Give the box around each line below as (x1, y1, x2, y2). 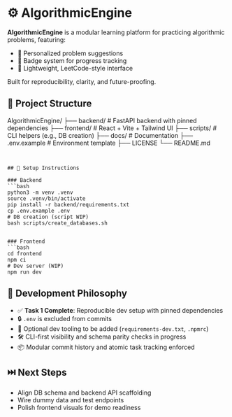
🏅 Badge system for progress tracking (17, 56, 127, 64)
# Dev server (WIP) (7, 262, 64, 269)
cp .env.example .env (7, 207, 71, 214)
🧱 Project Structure (7, 98, 92, 110)
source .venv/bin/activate (7, 195, 86, 202)
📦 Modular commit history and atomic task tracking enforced (17, 343, 195, 351)
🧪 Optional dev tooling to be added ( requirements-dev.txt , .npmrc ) (17, 324, 209, 333)
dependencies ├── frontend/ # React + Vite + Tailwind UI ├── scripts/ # (7, 124, 217, 132)
